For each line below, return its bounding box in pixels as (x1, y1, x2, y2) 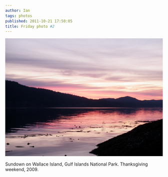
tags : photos (5, 13, 32, 18)
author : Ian (5, 8, 30, 13)
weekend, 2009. (5, 167, 39, 173)
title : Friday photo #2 (5, 24, 55, 29)
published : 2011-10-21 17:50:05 (5, 18, 72, 23)
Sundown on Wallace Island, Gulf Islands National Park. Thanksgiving (5, 161, 148, 167)
